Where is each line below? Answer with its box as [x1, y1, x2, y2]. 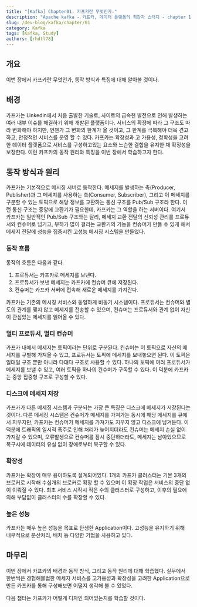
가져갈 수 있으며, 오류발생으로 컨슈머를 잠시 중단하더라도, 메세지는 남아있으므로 [6, 433, 186, 440]
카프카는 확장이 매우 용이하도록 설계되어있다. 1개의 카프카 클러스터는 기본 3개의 [6, 472, 186, 479]
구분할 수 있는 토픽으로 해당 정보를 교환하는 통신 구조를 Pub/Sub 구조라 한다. [6, 198, 182, 206]
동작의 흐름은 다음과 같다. [6, 258, 64, 266]
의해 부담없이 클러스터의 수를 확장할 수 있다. [6, 493, 107, 500]
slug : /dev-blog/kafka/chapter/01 [6, 19, 91, 25]
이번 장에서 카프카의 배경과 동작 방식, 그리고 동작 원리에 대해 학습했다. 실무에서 [6, 567, 186, 574]
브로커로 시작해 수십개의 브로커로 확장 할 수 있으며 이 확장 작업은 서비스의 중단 [6, 479, 185, 486]
